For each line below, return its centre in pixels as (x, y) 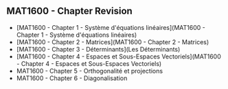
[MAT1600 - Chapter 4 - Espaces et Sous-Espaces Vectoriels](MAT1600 (118, 56)
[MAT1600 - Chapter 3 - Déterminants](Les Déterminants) (98, 49)
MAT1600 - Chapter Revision (70, 11)
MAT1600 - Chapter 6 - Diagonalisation (72, 78)
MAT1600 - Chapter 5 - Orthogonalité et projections (89, 71)
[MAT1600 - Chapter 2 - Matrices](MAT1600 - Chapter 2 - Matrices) (113, 42)
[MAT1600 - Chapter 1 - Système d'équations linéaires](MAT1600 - (111, 27)
